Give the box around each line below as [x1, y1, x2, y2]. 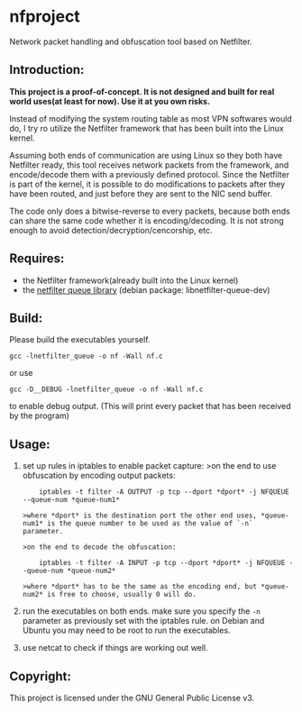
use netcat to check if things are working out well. [22, 643, 209, 653]
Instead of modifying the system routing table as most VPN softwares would [9, 113, 293, 123]
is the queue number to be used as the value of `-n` [46, 519, 253, 528]
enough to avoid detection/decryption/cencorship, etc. [9, 224, 213, 235]
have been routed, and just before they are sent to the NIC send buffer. [9, 187, 273, 199]
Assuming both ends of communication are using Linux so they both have [9, 150, 283, 160]
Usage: [9, 436, 51, 452]
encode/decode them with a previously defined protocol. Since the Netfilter [9, 169, 290, 179]
